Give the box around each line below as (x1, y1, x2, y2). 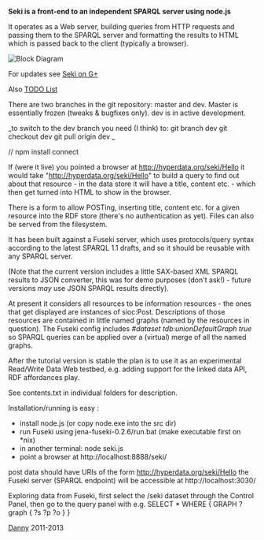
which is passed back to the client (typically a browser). (8, 39, 189, 48)
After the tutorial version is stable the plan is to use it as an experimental (8, 356, 242, 365)
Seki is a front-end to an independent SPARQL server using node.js (8, 7, 232, 16)
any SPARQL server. (8, 251, 73, 261)
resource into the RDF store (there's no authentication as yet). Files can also (8, 211, 255, 220)
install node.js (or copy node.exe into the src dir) (19, 419, 177, 428)
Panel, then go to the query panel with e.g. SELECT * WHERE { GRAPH (8, 500, 237, 508)
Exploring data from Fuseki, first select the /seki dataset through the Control (8, 491, 254, 500)
